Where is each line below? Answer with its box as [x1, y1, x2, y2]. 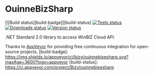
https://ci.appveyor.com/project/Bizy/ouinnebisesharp [5, 64, 114, 70]
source [5, 49, 20, 55]
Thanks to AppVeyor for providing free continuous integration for [5, 43, 136, 49]
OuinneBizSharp [5, 3, 74, 15]
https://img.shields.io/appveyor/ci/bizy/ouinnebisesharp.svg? [5, 54, 129, 59]
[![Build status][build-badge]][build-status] [5, 19, 92, 25]
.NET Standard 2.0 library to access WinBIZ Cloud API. [5, 34, 115, 40]
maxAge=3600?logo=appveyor [5, 59, 69, 65]
